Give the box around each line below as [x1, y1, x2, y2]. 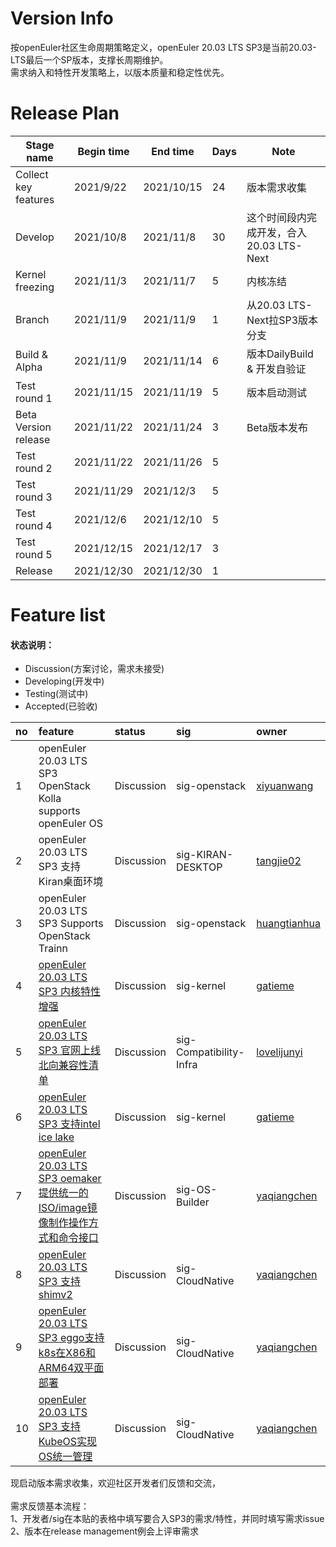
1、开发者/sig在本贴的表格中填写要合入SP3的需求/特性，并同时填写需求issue [10, 1513, 325, 1525]
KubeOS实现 [38, 1435, 98, 1449]
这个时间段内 [246, 210, 307, 224]
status [114, 725, 146, 739]
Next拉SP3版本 [246, 313, 319, 327]
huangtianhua [256, 917, 321, 931]
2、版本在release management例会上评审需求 [10, 1525, 200, 1537]
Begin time [77, 144, 130, 158]
